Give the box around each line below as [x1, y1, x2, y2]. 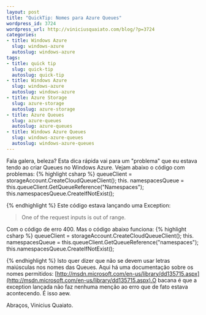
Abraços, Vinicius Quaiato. [6, 301, 74, 309]
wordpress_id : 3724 [6, 20, 56, 26]
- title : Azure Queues [6, 112, 64, 118]
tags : [6, 55, 20, 61]
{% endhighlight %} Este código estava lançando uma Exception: [6, 201, 171, 209]
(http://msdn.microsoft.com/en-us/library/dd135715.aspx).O [6, 276, 157, 284]
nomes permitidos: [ [6, 270, 57, 277]
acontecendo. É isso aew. [6, 289, 71, 297]
